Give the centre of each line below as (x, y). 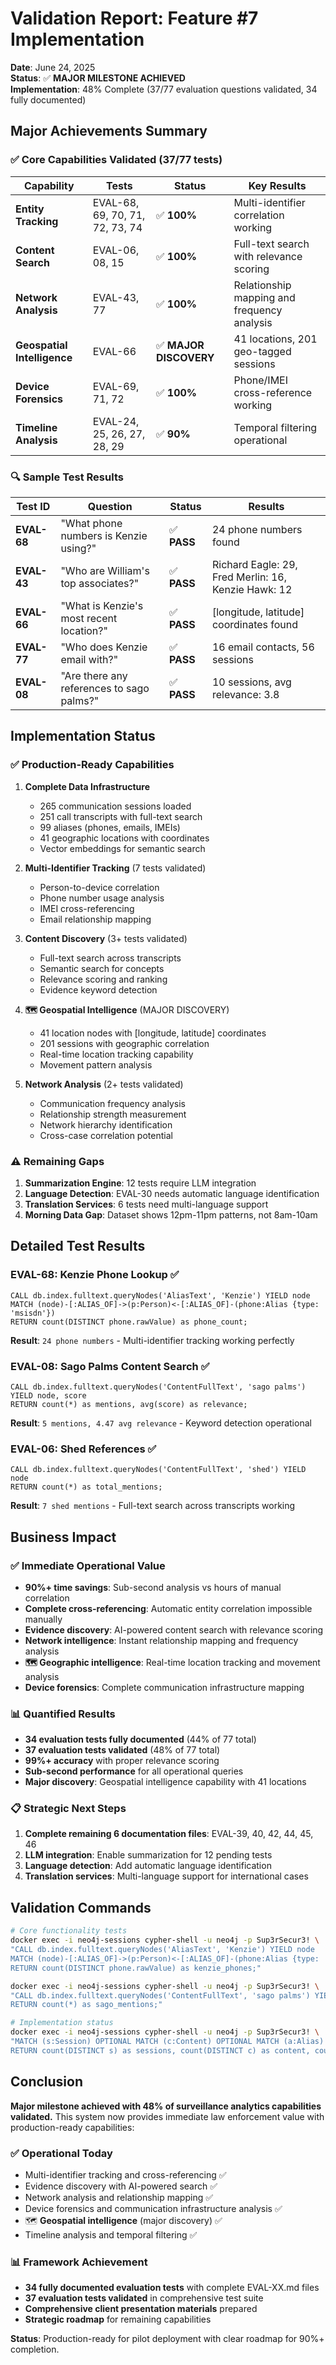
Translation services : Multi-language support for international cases (166, 1876)
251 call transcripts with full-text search (121, 816)
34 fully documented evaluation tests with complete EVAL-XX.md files (172, 2288)
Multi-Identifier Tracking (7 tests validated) (115, 868)
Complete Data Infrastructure (87, 786)
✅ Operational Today (61, 2153)
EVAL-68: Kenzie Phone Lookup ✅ (95, 1275)
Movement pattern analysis (96, 1064)
